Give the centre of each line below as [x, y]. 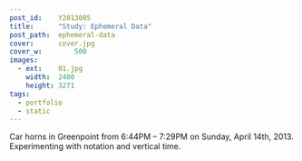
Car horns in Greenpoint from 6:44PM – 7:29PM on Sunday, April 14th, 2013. [152, 136]
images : [24, 60]
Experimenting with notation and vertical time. [95, 146]
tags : [19, 94]
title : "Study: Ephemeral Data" [81, 26]
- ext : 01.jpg [50, 69]
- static [34, 111]
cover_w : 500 [49, 52]
